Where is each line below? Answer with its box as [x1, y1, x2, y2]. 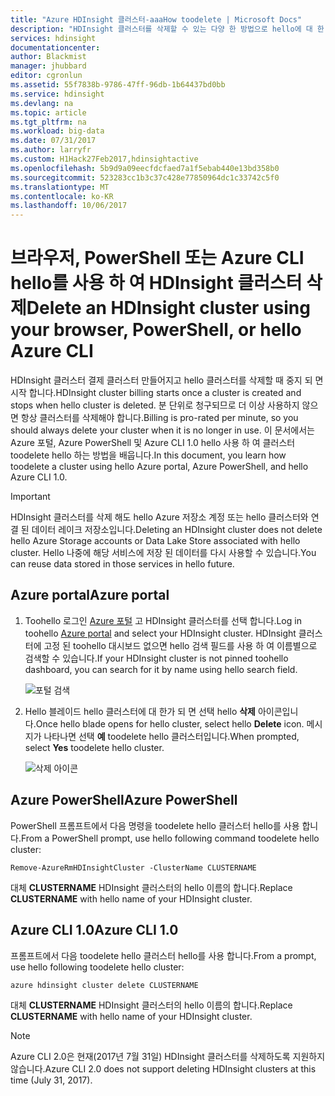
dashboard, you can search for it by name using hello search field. [24, 663, 298, 675]
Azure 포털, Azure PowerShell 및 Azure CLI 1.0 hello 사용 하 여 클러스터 [10, 437, 296, 449]
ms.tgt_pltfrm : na [10, 117, 87, 127]
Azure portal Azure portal [10, 587, 170, 604]
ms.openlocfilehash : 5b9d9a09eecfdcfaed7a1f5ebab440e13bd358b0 [10, 163, 280, 173]
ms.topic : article [10, 107, 87, 118]
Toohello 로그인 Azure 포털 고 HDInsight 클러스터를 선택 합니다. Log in [24, 614, 302, 626]
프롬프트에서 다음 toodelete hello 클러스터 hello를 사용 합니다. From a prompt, [10, 949, 317, 961]
